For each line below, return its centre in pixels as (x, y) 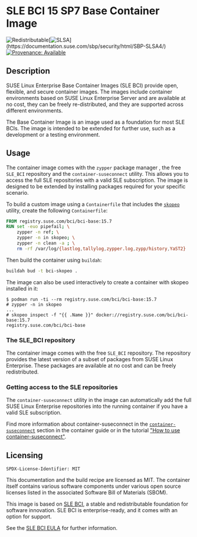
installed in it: (22, 288)
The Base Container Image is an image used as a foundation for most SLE (96, 122)
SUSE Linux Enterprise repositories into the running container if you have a (97, 406)
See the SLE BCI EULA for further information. (62, 528)
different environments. (35, 110)
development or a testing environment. (53, 134)
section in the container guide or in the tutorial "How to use (108, 430)
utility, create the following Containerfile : (57, 210)
